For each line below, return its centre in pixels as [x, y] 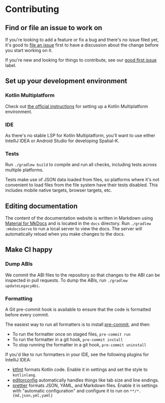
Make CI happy [29, 250]
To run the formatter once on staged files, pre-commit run [72, 334]
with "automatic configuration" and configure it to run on [71, 391]
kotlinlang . [24, 375]
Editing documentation [41, 206]
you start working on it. [29, 50]
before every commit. [27, 315]
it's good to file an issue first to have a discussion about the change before [82, 45]
